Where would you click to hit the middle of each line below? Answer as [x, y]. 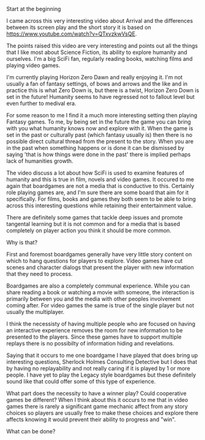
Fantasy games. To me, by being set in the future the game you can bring [99, 122]
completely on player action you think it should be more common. [89, 230]
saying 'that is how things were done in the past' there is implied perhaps [99, 154]
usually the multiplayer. [35, 312]
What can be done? [31, 431]
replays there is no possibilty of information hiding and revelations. [90, 343]
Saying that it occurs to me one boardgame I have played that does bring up [102, 355]
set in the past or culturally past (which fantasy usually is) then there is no [99, 135]
